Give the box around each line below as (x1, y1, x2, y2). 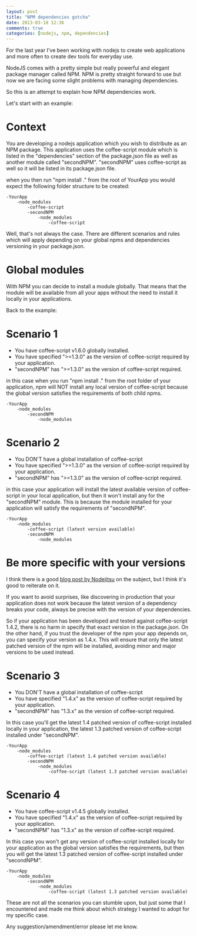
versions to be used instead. (6, 648, 75, 655)
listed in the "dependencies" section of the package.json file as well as (6, 153, 178, 160)
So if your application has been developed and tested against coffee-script (6, 617, 188, 624)
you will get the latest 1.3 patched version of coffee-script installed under (6, 850, 183, 858)
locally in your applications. (6, 295, 72, 302)
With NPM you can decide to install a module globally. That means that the (6, 283, 187, 289)
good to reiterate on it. (6, 582, 61, 589)
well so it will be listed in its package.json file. (6, 165, 116, 172)
